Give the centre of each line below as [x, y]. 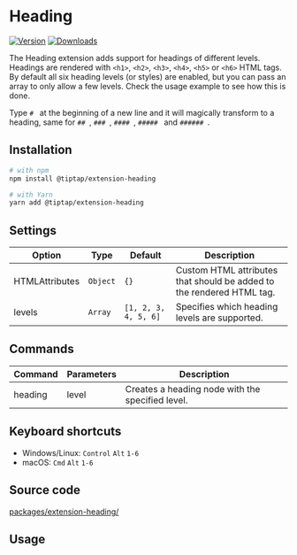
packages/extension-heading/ [64, 512]
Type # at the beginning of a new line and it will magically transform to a [142, 112]
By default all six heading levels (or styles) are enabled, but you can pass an [148, 76]
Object [102, 281]
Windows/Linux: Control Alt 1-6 [80, 452]
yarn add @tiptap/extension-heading [76, 203]
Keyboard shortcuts [65, 432]
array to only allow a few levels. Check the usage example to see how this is [148, 86]
